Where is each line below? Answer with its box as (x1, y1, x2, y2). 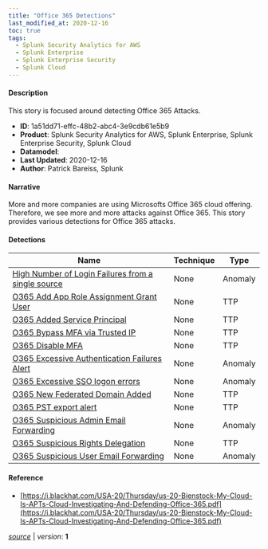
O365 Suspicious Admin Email (12, 415, 126, 426)
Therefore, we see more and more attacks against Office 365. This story (8, 208, 246, 218)
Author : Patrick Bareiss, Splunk (19, 163, 124, 173)
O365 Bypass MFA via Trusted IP (12, 327, 136, 339)
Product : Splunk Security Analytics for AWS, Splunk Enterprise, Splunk (19, 129, 254, 139)
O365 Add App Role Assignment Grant (12, 292, 157, 303)
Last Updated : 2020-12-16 (19, 155, 108, 164)
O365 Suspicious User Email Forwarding (12, 451, 165, 462)
